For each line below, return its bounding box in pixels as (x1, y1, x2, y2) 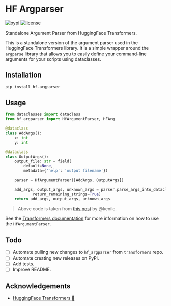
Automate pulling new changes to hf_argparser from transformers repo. (12, 249, 164, 256)
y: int (14, 140, 28, 145)
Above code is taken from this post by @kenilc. (17, 206, 117, 212)
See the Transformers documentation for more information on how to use (5, 215, 159, 222)
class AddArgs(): (5, 131, 42, 136)
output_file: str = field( (14, 159, 72, 164)
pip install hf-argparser (5, 84, 60, 89)
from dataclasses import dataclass (5, 112, 81, 117)
